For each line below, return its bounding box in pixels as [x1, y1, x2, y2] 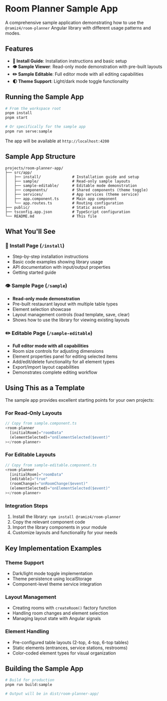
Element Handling [5, 628, 49, 635]
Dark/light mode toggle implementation [12, 570, 93, 576]
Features [5, 44, 33, 53]
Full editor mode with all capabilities [12, 343, 89, 349]
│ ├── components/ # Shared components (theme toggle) [5, 187, 149, 192]
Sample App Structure [5, 152, 76, 161]
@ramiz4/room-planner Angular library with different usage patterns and [5, 24, 151, 30]
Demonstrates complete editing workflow [12, 369, 98, 375]
